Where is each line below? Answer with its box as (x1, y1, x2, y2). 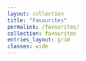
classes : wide (7, 43, 49, 50)
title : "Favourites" (7, 17, 68, 24)
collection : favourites (7, 29, 77, 37)
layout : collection (7, 10, 64, 18)
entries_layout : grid (7, 36, 71, 43)
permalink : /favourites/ (7, 23, 80, 30)
